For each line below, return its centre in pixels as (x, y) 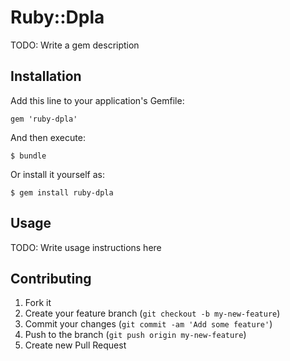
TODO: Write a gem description (75, 45)
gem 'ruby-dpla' (44, 119)
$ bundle (28, 156)
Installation (46, 76)
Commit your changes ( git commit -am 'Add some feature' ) (148, 324)
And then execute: (48, 137)
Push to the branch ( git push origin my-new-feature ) (135, 335)
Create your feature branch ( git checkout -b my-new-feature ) (152, 313)
